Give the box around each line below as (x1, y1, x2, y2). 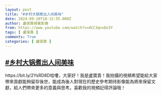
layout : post (5, 7, 32, 12)
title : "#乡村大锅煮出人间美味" (5, 12, 64, 17)
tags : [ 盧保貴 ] (5, 30, 38, 35)
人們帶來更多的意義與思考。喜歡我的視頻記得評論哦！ (18, 84, 126, 91)
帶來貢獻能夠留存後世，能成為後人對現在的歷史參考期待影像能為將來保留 (5, 78, 151, 84)
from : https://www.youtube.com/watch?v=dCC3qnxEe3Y (5, 25, 113, 30)
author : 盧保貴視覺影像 (5, 21, 49, 26)
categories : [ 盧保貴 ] (5, 39, 52, 44)
